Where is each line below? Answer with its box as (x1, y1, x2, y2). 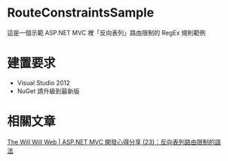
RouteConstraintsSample (7, 5, 154, 21)
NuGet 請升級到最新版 (17, 86, 80, 95)
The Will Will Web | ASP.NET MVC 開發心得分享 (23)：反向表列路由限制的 (7, 138, 215, 146)
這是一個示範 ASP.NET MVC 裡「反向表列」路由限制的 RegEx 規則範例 (7, 28, 206, 37)
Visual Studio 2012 (17, 78, 70, 87)
